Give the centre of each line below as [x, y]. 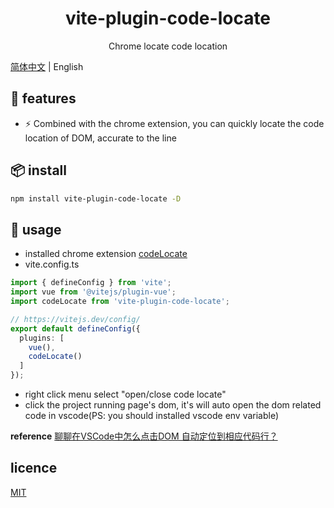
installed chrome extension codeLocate [106, 254]
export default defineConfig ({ [75, 328]
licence [34, 468]
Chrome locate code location [168, 46]
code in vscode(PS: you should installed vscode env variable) [152, 415]
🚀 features [43, 98]
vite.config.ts [52, 264]
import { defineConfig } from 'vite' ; [91, 283]
